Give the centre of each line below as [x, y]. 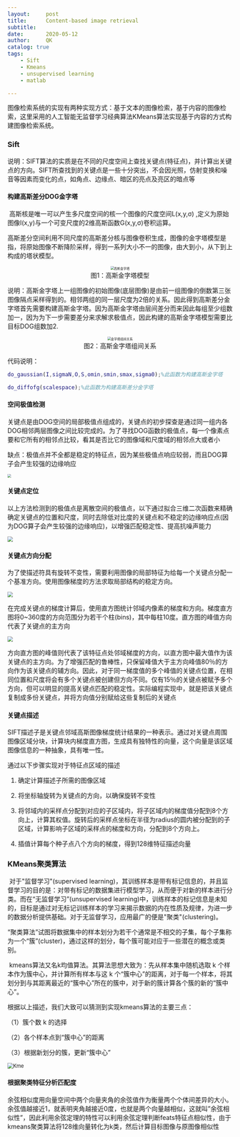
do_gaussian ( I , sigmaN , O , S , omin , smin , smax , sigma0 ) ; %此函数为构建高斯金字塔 [115, 374]
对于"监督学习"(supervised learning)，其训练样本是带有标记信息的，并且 [115, 881]
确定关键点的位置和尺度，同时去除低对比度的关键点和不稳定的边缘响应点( [115, 517]
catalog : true [29, 47]
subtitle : [22, 27]
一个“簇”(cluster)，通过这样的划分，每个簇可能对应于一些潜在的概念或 [116, 941]
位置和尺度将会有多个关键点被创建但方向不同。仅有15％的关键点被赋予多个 [123, 679]
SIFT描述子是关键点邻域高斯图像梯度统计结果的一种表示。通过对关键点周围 [117, 732]
